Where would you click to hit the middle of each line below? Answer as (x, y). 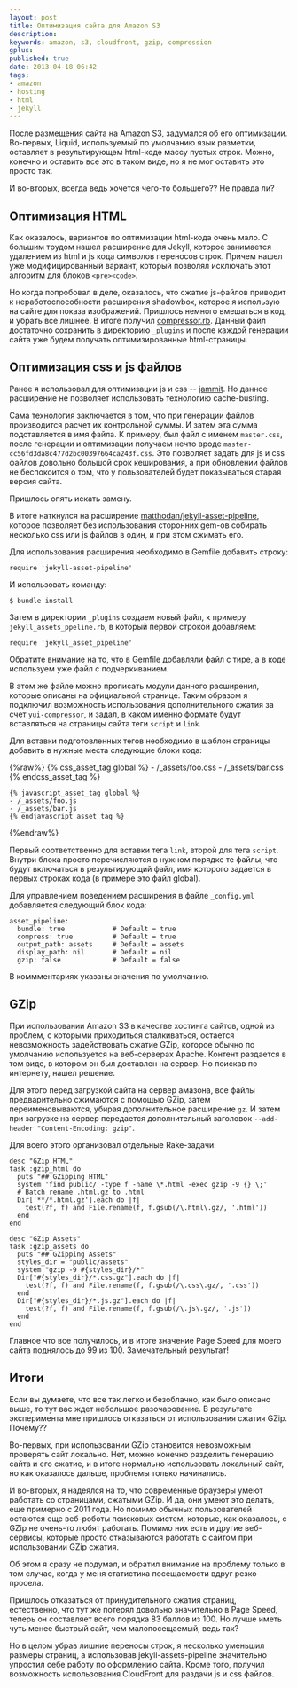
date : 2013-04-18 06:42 (53, 67)
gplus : (21, 51)
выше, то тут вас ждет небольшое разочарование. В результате (131, 1409)
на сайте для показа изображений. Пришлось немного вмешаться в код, (148, 311)
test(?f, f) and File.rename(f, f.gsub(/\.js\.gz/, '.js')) (138, 1308)
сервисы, (27, 1537)
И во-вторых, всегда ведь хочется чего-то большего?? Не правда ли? (142, 188)
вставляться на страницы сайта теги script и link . (106, 723)
